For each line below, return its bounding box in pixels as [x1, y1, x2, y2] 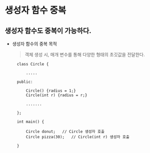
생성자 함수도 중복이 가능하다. [5, 26, 92, 35]
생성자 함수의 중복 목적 [12, 41, 57, 47]
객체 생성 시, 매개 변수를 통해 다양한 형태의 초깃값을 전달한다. [24, 52, 145, 57]
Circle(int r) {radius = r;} [25, 93, 88, 98]
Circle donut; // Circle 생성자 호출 [25, 129, 105, 134]
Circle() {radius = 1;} [25, 88, 77, 93]
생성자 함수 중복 [5, 5, 66, 16]
